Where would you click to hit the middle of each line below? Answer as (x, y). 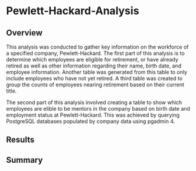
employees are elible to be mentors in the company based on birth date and (98, 109)
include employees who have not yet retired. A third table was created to (94, 78)
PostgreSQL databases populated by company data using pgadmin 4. (91, 121)
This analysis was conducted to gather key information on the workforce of (97, 47)
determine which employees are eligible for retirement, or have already (92, 59)
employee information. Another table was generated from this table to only (97, 72)
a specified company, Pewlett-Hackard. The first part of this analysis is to (95, 53)
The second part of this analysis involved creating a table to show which (94, 102)
